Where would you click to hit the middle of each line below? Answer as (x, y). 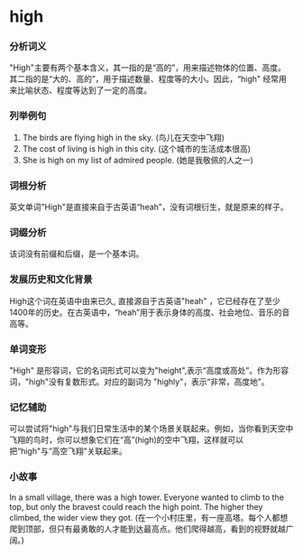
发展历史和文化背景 (51, 280)
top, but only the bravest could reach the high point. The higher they (136, 506)
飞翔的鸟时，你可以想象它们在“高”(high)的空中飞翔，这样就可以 (127, 440)
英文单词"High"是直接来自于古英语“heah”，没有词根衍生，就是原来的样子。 (149, 207)
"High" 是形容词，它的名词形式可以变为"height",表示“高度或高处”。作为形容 (149, 370)
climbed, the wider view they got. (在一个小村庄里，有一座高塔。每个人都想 (149, 517)
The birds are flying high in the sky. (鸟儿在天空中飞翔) (124, 137)
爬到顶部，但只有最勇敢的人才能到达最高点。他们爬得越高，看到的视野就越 (147, 529)
